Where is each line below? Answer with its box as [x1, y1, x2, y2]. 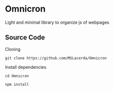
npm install [5, 82, 29, 87]
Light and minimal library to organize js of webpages [5, 19, 110, 25]
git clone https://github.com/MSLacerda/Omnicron [5, 56, 107, 61]
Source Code [5, 33, 45, 42]
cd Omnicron [5, 74, 29, 78]
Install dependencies [5, 64, 47, 70]
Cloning [5, 46, 21, 52]
